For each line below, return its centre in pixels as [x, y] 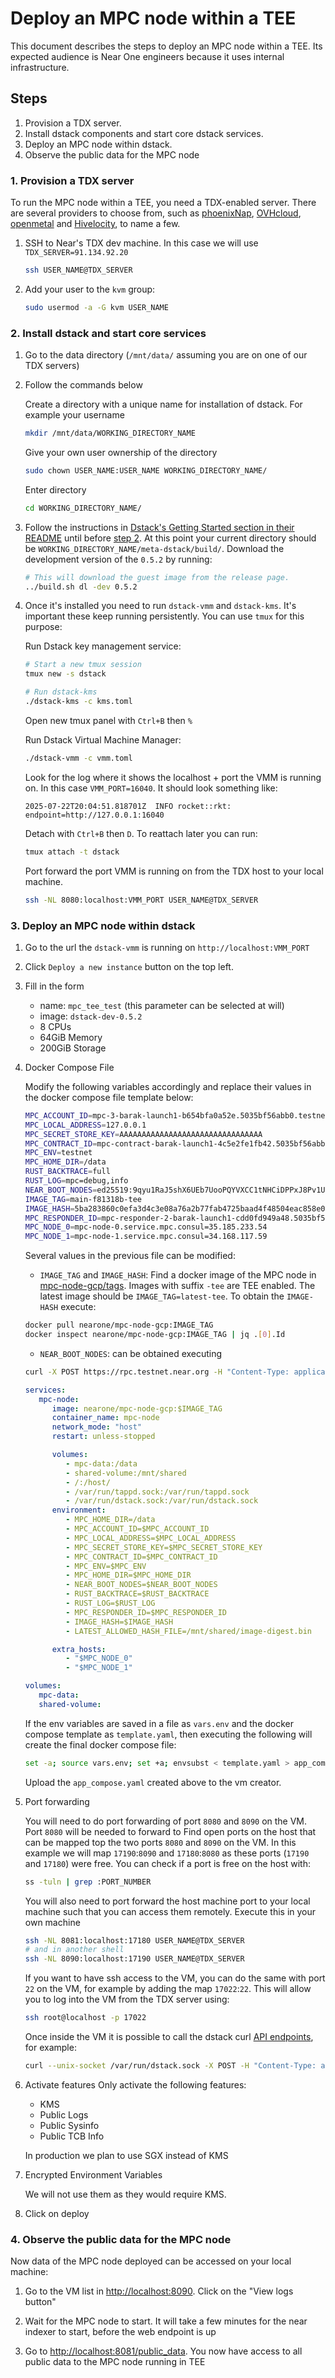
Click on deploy [57, 2213]
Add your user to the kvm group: [90, 289]
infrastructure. [40, 67]
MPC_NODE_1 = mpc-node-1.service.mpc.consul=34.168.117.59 [146, 1237]
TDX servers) [52, 366]
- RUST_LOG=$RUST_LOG [110, 1603]
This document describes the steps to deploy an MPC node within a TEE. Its [166, 46]
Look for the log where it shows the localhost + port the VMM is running [173, 777]
